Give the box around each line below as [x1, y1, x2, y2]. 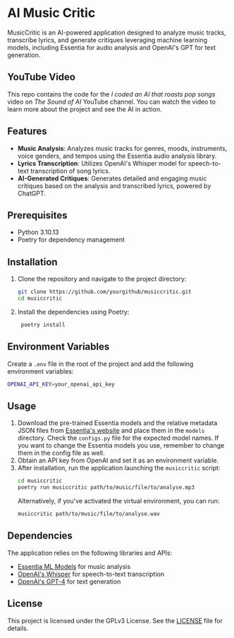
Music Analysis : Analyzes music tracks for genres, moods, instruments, [17, 144, 228, 152]
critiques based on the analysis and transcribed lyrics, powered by [17, 181, 211, 190]
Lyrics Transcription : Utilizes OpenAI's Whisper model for [17, 159, 187, 167]
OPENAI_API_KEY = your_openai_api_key [7, 381, 115, 388]
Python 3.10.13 [17, 228, 59, 237]
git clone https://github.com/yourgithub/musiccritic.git [17, 288, 192, 295]
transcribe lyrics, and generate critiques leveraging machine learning [7, 35, 208, 44]
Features [7, 125, 47, 137]
